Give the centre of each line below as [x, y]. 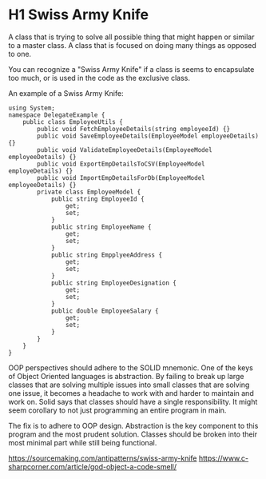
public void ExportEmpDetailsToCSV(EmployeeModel [121, 164]
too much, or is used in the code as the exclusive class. [99, 78]
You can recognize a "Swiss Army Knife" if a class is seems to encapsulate [131, 69]
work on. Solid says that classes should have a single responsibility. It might [133, 401]
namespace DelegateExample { [57, 115]
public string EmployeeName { [101, 227]
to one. [20, 54]
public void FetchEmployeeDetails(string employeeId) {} [133, 129]
